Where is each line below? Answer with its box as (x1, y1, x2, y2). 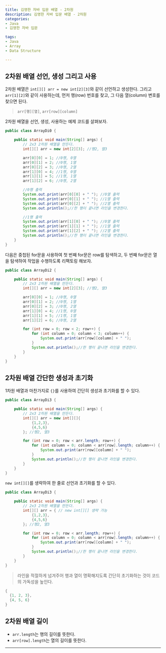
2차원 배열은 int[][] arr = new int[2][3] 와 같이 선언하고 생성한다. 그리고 (5, 86, 152, 92)
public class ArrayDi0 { (5, 128, 56, 133)
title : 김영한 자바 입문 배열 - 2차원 (5, 7, 74, 12)
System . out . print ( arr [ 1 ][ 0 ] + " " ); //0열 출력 (23, 219, 120, 224)
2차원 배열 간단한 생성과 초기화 (5, 373, 93, 382)
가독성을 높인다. (22, 578, 53, 584)
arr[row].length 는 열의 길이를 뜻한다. (12, 637, 86, 643)
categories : (5, 16, 30, 21)
